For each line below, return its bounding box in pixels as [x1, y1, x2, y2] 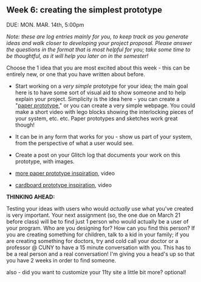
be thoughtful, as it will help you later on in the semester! [6, 52, 149, 60]
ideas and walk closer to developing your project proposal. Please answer [6, 39, 192, 46]
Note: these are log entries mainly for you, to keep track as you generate [6, 33, 189, 40]
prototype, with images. [15, 158, 75, 165]
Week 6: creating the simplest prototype [6, 5, 163, 15]
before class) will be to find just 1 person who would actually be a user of [6, 217, 189, 225]
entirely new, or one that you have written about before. [6, 70, 146, 78]
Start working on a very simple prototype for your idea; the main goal [15, 82, 188, 90]
